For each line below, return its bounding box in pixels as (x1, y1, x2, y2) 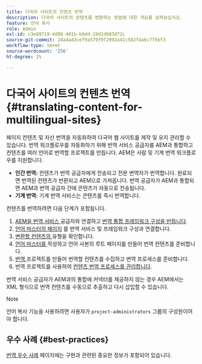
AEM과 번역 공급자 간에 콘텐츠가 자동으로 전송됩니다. (21, 184, 146, 191)
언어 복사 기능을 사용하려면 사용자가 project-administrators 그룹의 (6, 307, 167, 315)
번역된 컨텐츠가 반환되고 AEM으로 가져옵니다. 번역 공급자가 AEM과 (21, 176, 178, 184)
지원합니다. (17, 156, 44, 164)
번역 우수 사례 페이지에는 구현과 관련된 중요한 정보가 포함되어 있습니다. (6, 351, 172, 359)
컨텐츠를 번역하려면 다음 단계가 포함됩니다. (6, 205, 107, 212)
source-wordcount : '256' (6, 48, 69, 54)
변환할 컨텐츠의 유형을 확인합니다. (14, 232, 95, 240)
